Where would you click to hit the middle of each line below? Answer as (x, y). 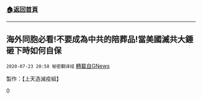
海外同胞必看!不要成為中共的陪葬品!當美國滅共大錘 (100, 39)
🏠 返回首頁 (22, 9)
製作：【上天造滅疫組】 (34, 79)
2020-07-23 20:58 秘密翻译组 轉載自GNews (58, 66)
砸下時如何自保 (34, 50)
